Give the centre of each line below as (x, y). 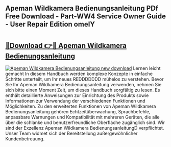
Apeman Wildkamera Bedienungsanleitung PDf (82, 8)
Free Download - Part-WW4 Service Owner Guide (86, 17)
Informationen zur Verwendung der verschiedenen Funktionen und (75, 101)
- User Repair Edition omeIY (50, 24)
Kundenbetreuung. (25, 139)
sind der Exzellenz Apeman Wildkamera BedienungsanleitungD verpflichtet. (85, 128)
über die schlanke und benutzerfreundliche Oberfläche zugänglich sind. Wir (85, 122)
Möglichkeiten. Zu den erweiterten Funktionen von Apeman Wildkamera (81, 106)
